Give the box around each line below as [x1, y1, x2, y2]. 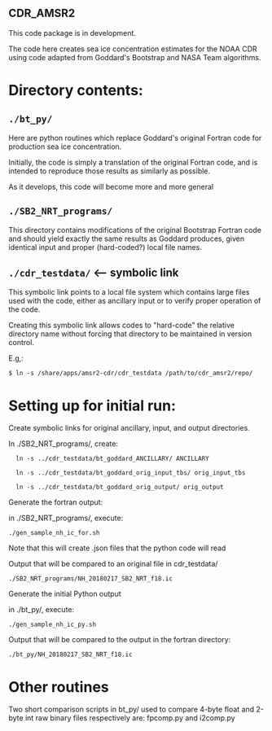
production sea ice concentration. [8, 142, 122, 151]
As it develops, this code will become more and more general [8, 182, 214, 191]
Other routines [8, 677, 109, 696]
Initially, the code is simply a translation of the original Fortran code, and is [8, 157, 258, 167]
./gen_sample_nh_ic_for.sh [8, 529, 100, 537]
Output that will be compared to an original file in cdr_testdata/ [8, 559, 218, 569]
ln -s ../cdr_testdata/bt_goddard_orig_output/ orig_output [15, 484, 224, 492]
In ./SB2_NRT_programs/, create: [8, 439, 118, 449]
